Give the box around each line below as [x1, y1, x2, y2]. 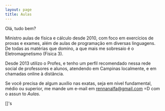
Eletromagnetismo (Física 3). [5, 50, 64, 57]
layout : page [5, 7, 32, 12]
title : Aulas [5, 12, 32, 17]
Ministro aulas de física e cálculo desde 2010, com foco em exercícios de [5, 35, 154, 41]
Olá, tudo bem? [5, 25, 36, 31]
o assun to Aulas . [5, 91, 40, 97]
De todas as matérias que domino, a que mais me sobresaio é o [5, 45, 134, 51]
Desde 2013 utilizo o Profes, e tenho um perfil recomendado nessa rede [5, 60, 151, 66]
